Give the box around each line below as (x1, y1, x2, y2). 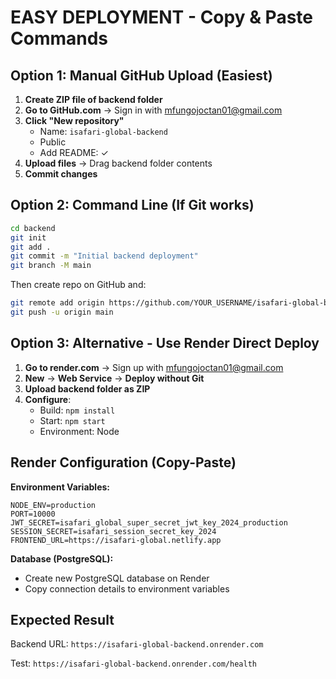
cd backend (10, 223, 56, 233)
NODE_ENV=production (10, 500, 97, 510)
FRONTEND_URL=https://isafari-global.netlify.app (10, 535, 222, 545)
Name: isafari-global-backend (39, 126, 168, 137)
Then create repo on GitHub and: (10, 279, 147, 291)
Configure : (24, 393, 72, 405)
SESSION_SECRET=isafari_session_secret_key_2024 (10, 526, 217, 536)
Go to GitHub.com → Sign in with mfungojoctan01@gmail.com (24, 104, 283, 116)
